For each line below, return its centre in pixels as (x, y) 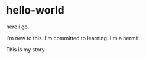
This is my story (26, 49)
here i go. (18, 27)
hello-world (35, 10)
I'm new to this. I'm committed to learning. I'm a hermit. (73, 38)
